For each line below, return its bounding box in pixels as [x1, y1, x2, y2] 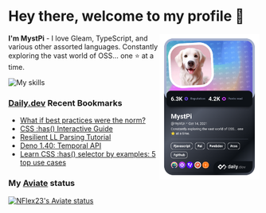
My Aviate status [8, 178, 76, 189]
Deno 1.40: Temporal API [19, 141, 102, 150]
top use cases [19, 158, 66, 168]
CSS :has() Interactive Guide [19, 124, 113, 134]
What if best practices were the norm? [19, 115, 146, 126]
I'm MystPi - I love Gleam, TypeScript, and [8, 33, 149, 43]
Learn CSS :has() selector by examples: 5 [19, 149, 157, 159]
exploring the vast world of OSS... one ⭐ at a [8, 51, 154, 60]
